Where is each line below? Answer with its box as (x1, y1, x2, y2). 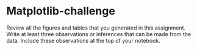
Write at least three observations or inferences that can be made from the (6, 30, 192, 37)
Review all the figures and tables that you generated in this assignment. (6, 24, 186, 31)
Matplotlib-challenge (6, 4, 116, 18)
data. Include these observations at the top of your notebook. (6, 37, 160, 44)
